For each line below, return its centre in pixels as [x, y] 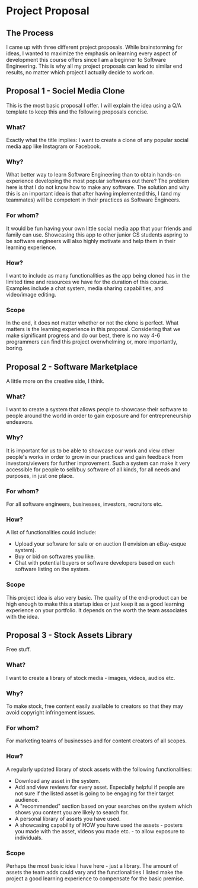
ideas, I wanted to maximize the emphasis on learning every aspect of [92, 53]
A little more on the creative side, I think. [55, 381]
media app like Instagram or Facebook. [54, 146]
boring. [15, 348]
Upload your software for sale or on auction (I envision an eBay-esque [100, 544]
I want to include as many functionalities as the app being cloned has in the [98, 275]
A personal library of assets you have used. [68, 818]
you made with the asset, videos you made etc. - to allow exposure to [100, 831]
